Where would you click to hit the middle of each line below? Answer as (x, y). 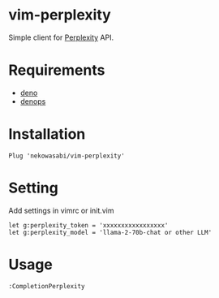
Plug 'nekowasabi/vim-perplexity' (67, 156)
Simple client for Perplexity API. (61, 37)
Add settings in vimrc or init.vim (61, 210)
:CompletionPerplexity (47, 286)
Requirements (57, 70)
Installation (47, 134)
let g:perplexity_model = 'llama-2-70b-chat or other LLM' (110, 232)
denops (33, 101)
